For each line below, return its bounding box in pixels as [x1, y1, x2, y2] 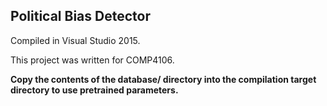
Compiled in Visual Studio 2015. [10, 34, 141, 46]
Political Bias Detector [10, 8, 151, 25]
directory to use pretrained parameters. [10, 84, 179, 96]
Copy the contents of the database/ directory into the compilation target [10, 73, 317, 85]
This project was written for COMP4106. [10, 54, 175, 66]
